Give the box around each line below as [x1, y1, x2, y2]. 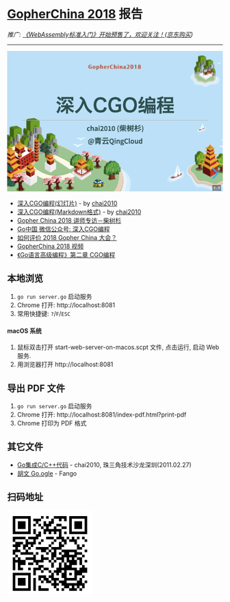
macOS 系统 [7, 326, 42, 335]
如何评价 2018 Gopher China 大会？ [16, 234, 118, 242]
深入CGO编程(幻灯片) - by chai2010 [16, 199, 118, 208]
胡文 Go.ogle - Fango [16, 469, 77, 478]
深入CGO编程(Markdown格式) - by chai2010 [16, 208, 142, 216]
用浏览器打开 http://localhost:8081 [16, 360, 114, 368]
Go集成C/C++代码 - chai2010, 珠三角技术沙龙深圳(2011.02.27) [16, 460, 192, 469]
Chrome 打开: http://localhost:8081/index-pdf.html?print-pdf [16, 410, 187, 419]
